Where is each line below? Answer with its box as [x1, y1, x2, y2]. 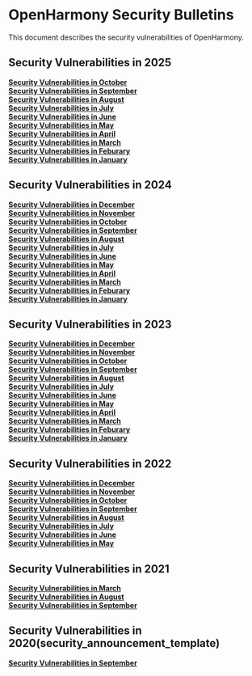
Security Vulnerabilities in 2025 [8, 56, 172, 70]
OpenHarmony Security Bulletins [8, 6, 234, 24]
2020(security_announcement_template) [8, 636, 220, 650]
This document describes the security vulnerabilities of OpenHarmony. [8, 32, 245, 42]
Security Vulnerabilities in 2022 [8, 457, 172, 471]
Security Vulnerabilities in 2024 [8, 178, 172, 192]
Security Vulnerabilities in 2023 [8, 317, 172, 331]
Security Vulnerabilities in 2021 [8, 562, 170, 576]
